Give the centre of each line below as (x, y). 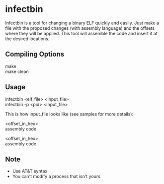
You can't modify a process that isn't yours (56, 177)
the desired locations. (27, 39)
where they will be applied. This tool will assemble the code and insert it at (81, 33)
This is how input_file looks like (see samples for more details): (69, 114)
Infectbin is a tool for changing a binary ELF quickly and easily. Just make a (82, 23)
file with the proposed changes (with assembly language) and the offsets (80, 28)
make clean (17, 71)
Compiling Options (35, 54)
